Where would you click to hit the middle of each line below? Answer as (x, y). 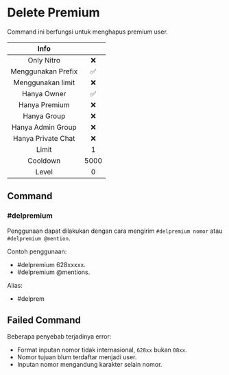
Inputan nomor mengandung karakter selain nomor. (89, 365)
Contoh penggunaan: (37, 251)
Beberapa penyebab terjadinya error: (59, 337)
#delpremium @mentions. (53, 272)
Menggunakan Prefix (44, 71)
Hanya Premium (44, 104)
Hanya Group (44, 116)
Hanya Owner (44, 93)
